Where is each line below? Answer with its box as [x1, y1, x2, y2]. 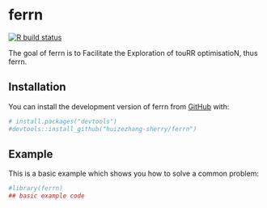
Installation [8, 80, 66, 94]
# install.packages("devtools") [8, 117, 117, 125]
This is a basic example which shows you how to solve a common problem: [8, 168, 259, 179]
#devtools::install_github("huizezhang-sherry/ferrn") [8, 125, 197, 133]
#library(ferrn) [8, 185, 63, 193]
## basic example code [8, 192, 85, 200]
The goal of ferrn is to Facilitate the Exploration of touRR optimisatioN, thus [8, 48, 258, 57]
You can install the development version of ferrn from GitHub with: [8, 101, 230, 111]
